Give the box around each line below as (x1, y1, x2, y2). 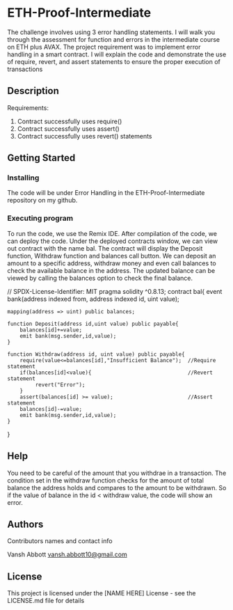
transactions (7, 65, 43, 73)
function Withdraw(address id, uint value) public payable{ (7, 350, 186, 358)
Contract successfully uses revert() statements (17, 132, 152, 140)
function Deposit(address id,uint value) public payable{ (7, 320, 179, 327)
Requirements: (7, 103, 49, 112)
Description (7, 85, 59, 97)
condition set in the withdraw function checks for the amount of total (7, 476, 204, 485)
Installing (7, 173, 40, 182)
